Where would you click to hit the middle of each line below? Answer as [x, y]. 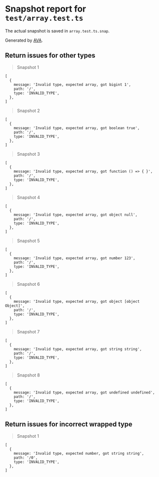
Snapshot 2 [28, 111]
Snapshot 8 [28, 375]
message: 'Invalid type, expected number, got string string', [79, 453]
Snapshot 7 [28, 331]
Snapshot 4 [28, 197]
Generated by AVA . [24, 40]
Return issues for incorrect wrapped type [69, 424]
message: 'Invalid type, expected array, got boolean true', [77, 128]
